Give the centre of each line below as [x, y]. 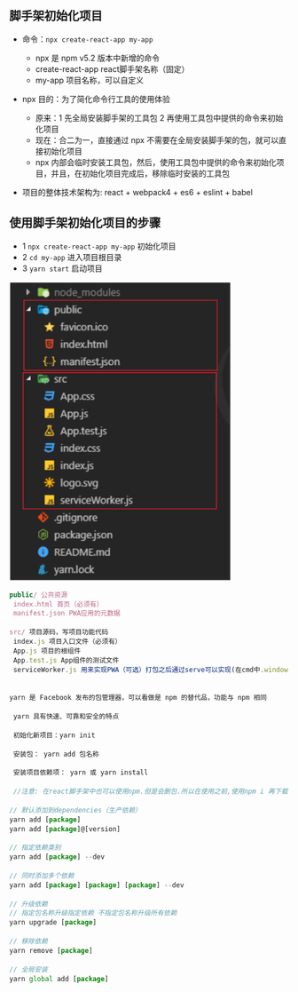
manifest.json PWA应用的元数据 [67, 614]
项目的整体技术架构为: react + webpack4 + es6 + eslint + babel [137, 192]
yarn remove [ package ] [51, 950]
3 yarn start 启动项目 [62, 268]
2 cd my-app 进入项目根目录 [72, 257]
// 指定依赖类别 [35, 848]
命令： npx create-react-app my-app [87, 39]
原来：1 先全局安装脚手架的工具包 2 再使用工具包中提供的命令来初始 [159, 117]
